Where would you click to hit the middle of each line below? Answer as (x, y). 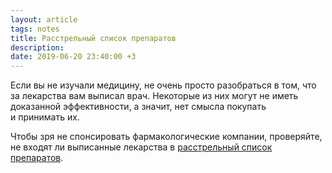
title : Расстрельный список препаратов (93, 38)
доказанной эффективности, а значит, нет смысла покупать (138, 107)
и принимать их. (45, 117)
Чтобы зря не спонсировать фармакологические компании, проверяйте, (166, 137)
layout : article (44, 19)
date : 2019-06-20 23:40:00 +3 (73, 57)
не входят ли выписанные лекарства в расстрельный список (141, 147)
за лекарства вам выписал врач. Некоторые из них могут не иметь (154, 96)
